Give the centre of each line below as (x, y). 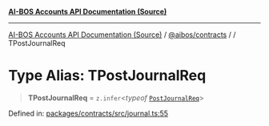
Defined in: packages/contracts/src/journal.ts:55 (88, 113)
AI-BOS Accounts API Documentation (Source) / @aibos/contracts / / (122, 35)
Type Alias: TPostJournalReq (107, 76)
